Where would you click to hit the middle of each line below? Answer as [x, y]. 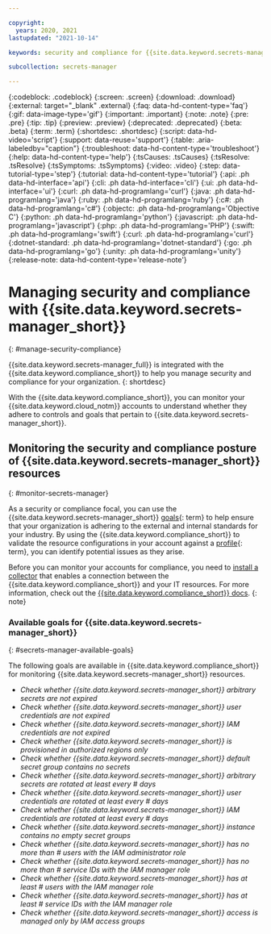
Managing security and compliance [129, 292]
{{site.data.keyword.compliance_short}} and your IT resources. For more [129, 584]
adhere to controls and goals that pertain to [80, 415]
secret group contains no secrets [75, 767]
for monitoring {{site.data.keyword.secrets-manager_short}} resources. [127, 674]
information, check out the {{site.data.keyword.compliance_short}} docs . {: [133, 593]
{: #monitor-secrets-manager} [58, 493]
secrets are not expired [59, 698]
